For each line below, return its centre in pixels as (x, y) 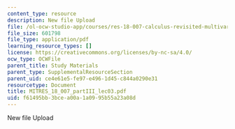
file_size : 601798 (34, 33)
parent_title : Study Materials (53, 66)
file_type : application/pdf (48, 40)
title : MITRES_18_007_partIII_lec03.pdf (67, 91)
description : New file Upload (51, 20)
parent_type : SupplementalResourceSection (70, 72)
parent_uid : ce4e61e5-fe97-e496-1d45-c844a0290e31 (83, 78)
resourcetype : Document (42, 85)
